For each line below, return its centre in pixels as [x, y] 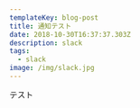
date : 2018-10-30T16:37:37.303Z [70, 34]
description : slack [46, 43]
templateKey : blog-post [54, 18]
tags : [19, 51]
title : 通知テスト [41, 26]
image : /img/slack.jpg [52, 68]
